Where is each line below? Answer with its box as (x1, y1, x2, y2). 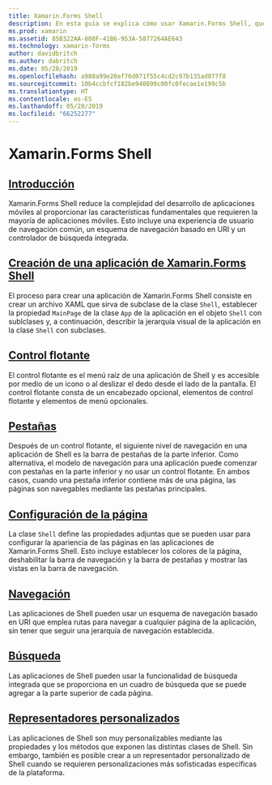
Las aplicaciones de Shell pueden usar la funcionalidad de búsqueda (8, 671, 238, 680)
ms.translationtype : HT (8, 87, 89, 96)
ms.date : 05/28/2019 (8, 65, 79, 73)
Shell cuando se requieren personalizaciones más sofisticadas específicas (8, 759, 257, 769)
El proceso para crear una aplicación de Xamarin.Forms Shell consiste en (8, 290, 253, 300)
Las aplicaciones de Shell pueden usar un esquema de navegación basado (8, 609, 258, 619)
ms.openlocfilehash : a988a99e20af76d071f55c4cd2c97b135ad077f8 (8, 72, 227, 80)
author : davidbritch (8, 49, 79, 58)
